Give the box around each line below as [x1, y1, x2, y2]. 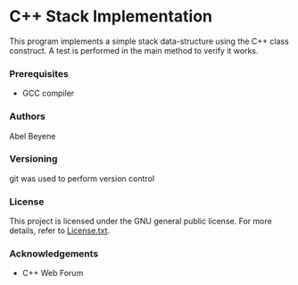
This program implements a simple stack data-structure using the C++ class [9, 36, 290, 46]
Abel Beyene [9, 130, 56, 141]
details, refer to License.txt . [9, 225, 110, 236]
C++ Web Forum [21, 268, 84, 279]
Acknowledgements [9, 247, 99, 260]
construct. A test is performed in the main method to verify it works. [9, 45, 259, 55]
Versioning [9, 153, 58, 165]
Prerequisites [9, 67, 69, 80]
